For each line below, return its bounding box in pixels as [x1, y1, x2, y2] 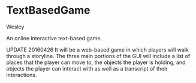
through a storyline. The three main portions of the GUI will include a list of [6, 52, 191, 59]
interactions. [6, 71, 37, 78]
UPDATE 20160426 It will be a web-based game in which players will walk [6, 46, 189, 53]
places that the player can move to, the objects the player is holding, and [6, 59, 186, 66]
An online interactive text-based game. [6, 34, 102, 41]
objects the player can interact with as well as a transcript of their [6, 65, 168, 72]
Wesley [6, 23, 25, 30]
